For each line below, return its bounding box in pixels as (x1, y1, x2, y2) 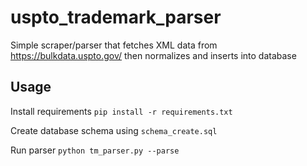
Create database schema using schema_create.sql (10, 124, 218, 136)
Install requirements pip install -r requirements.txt (10, 105, 233, 117)
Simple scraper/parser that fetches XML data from (10, 39, 218, 51)
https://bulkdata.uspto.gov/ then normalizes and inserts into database (10, 49, 297, 61)
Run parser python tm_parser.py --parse (10, 144, 180, 156)
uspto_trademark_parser (10, 6, 222, 29)
